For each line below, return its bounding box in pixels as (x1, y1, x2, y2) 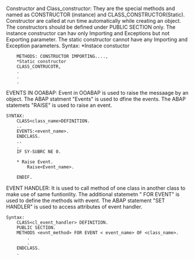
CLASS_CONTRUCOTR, (16, 64, 61, 70)
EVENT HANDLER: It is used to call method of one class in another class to (6, 185, 186, 192)
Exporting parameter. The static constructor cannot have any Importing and (6, 36, 188, 43)
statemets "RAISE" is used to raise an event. (6, 102, 112, 109)
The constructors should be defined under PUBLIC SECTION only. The (6, 23, 176, 30)
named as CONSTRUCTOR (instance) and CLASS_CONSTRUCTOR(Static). (6, 11, 185, 18)
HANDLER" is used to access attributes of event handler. (6, 203, 143, 210)
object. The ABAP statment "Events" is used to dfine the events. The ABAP (6, 96, 186, 102)
